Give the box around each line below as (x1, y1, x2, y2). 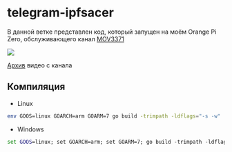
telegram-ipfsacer (7, 5, 114, 21)
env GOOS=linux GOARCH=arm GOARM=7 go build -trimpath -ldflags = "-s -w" (7, 112, 221, 120)
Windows (17, 125, 44, 133)
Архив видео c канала (7, 61, 72, 69)
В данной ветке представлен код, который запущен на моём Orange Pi (7, 28, 217, 36)
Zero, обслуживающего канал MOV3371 (7, 34, 124, 43)
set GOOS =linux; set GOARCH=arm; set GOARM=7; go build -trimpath (7, 138, 202, 145)
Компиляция (7, 81, 66, 93)
